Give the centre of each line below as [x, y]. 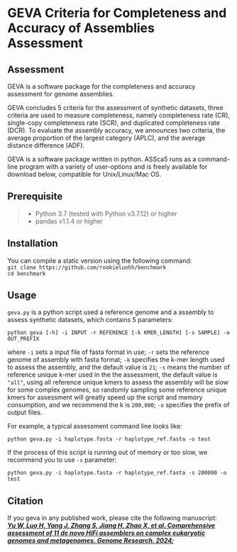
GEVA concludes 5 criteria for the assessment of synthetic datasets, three [115, 107]
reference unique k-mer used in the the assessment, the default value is [112, 375]
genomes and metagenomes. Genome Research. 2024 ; [91, 541]
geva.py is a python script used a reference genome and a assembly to [111, 312]
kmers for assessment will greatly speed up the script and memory [105, 397]
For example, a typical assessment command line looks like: [95, 426]
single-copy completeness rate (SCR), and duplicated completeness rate [114, 123]
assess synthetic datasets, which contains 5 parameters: [90, 320]
